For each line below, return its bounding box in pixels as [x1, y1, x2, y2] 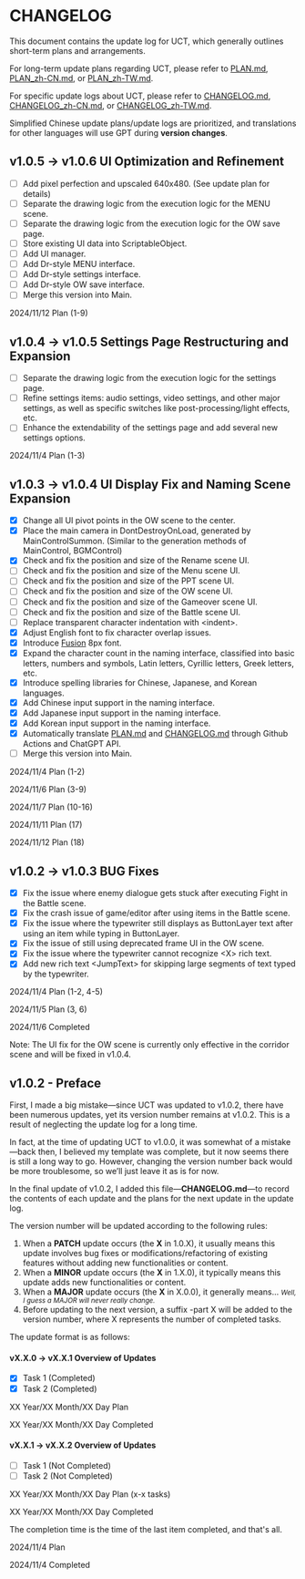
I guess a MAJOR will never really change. [22, 1296, 156, 1306]
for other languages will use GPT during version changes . [9, 127, 228, 138]
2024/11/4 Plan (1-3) [9, 450, 86, 461]
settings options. [22, 432, 86, 443]
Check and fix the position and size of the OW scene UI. [22, 585, 234, 597]
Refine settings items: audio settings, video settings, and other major [22, 393, 280, 404]
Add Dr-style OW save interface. [22, 279, 146, 290]
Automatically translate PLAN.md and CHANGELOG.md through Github [22, 728, 289, 739]
